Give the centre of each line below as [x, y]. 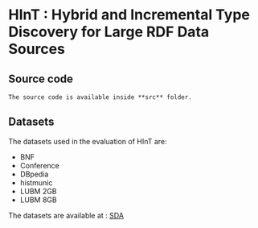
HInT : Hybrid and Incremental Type [129, 15]
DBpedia [34, 174]
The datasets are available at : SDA [66, 215]
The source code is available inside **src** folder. [100, 97]
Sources [37, 49]
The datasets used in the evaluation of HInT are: [88, 141]
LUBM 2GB [39, 191]
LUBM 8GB [39, 200]
